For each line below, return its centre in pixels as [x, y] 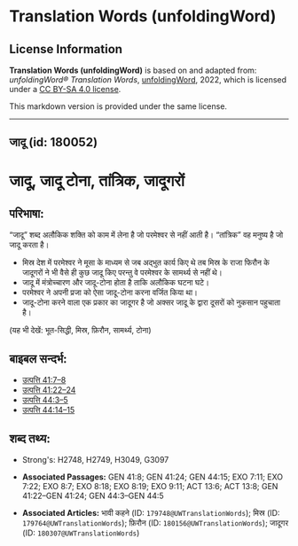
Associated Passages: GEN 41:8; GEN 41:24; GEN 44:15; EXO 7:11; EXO [153, 477]
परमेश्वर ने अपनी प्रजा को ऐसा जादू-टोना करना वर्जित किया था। [110, 292]
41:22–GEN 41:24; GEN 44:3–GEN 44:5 [93, 496]
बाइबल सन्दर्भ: [39, 359]
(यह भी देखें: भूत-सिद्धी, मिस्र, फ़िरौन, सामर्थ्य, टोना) [80, 331]
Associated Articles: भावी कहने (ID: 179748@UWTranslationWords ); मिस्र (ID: [151, 513]
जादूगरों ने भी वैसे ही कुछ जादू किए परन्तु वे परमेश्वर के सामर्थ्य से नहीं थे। [122, 273]
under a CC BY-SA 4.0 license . [65, 89]
